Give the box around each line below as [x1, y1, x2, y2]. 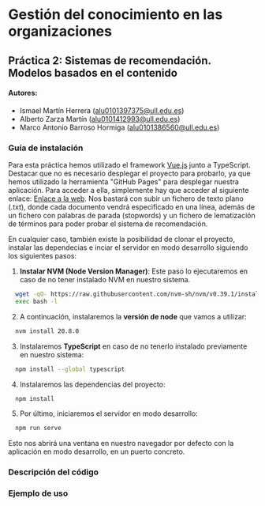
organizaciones [8, 22, 113, 40]
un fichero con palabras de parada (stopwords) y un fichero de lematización [8, 211, 256, 221]
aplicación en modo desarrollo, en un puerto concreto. [8, 447, 185, 456]
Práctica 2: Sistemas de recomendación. [8, 54, 211, 67]
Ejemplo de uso [8, 488, 69, 499]
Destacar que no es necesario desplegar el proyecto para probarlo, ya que [8, 168, 251, 179]
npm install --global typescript [15, 365, 125, 373]
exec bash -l [15, 297, 58, 305]
